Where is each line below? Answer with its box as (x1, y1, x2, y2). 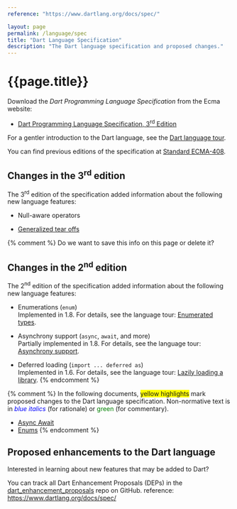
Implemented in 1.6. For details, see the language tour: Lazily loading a (17, 368, 224, 376)
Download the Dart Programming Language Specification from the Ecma (7, 97, 221, 106)
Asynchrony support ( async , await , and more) (17, 332, 150, 340)
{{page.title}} (7, 74, 89, 89)
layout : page (7, 23, 46, 31)
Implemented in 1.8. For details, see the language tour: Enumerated (17, 310, 214, 319)
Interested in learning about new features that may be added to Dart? (7, 465, 209, 474)
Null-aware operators (17, 211, 80, 220)
